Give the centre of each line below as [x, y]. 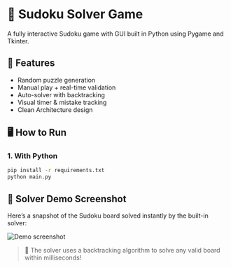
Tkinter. [18, 41]
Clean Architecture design [55, 110]
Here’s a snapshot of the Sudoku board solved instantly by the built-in [108, 216]
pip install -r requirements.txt [56, 171]
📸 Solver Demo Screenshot [67, 199]
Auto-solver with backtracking [61, 94]
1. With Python [33, 156]
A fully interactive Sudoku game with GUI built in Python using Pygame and [115, 34]
